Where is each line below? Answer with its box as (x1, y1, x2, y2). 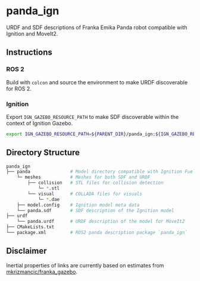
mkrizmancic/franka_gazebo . (6, 268, 77, 275)
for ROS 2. (6, 85, 32, 92)
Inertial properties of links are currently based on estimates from (6, 261, 164, 269)
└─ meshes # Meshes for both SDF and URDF (17, 174, 151, 181)
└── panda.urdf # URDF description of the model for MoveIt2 (17, 219, 185, 225)
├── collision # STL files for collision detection (27, 180, 164, 186)
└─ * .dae (37, 196, 60, 203)
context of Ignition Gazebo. (6, 119, 73, 127)
